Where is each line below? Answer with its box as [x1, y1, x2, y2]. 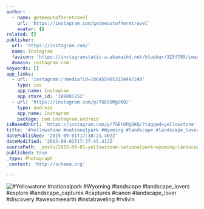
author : [6, 8, 26, 15]
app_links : [6, 71, 34, 77]
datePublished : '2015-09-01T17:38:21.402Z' [6, 133, 118, 139]
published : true [6, 150, 47, 156]
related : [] [6, 32, 36, 38]
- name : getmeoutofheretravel [12, 15, 88, 21]
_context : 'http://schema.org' [6, 161, 86, 167]
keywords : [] [6, 65, 39, 71]
